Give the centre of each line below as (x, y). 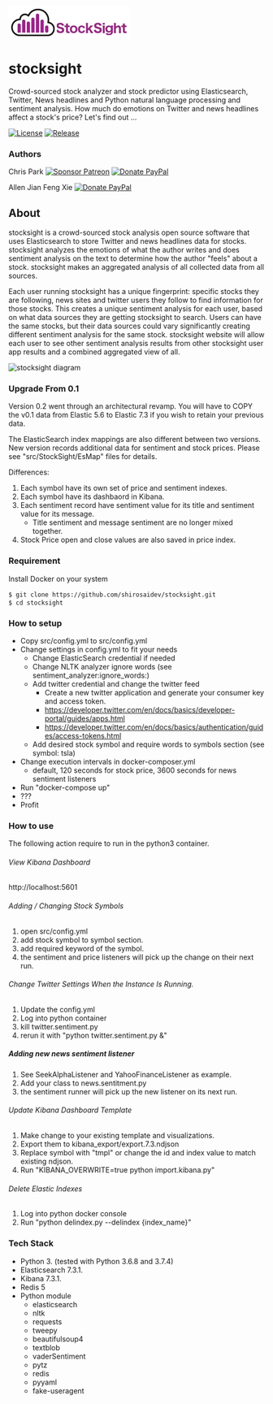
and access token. (75, 701)
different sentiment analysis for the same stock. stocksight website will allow (136, 335)
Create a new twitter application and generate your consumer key (154, 692)
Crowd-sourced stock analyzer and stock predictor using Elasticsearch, (128, 91)
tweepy (45, 1330)
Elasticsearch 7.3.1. (52, 1270)
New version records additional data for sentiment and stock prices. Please (134, 448)
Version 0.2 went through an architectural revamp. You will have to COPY (131, 406)
